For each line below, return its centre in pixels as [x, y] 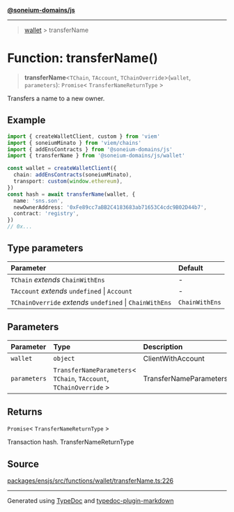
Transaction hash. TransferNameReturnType [71, 442]
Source [23, 464]
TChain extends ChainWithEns [58, 279]
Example [26, 120]
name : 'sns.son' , [39, 201]
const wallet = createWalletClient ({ [62, 169]
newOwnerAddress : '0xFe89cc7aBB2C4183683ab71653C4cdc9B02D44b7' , [110, 207]
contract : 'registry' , [46, 214]
